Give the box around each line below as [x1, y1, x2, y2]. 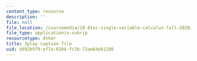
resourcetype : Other [6, 35, 57, 41]
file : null [6, 19, 33, 25]
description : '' [6, 14, 46, 20]
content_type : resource [6, 8, 64, 15]
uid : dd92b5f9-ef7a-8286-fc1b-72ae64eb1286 [6, 46, 114, 52]
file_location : [6, 24, 43, 31]
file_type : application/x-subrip [6, 30, 88, 36]
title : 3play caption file [6, 41, 72, 47]
